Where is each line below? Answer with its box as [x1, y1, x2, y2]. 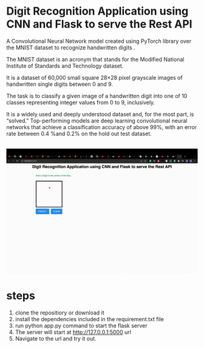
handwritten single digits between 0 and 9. [6, 80, 114, 88]
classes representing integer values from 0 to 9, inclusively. [6, 99, 155, 106]
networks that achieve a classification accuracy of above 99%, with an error [6, 123, 197, 130]
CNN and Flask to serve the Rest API [6, 17, 192, 31]
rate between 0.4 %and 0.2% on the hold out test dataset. [6, 130, 152, 137]
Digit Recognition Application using [6, 4, 189, 18]
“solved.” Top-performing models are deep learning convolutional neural [6, 117, 188, 124]
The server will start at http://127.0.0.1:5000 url [15, 328, 132, 336]
